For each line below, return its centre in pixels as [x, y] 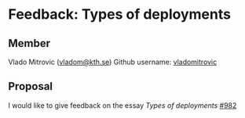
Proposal [31, 86]
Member [29, 43]
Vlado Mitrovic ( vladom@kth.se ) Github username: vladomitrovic [113, 62]
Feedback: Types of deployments [120, 14]
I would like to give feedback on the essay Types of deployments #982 [122, 105]
